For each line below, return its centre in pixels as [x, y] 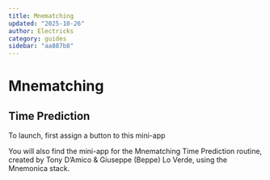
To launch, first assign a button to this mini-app [87, 135]
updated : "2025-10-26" [46, 24]
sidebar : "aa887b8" [41, 46]
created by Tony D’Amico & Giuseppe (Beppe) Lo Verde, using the [118, 160]
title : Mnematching [41, 16]
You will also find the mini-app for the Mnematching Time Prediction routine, [135, 152]
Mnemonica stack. [39, 169]
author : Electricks [41, 31]
